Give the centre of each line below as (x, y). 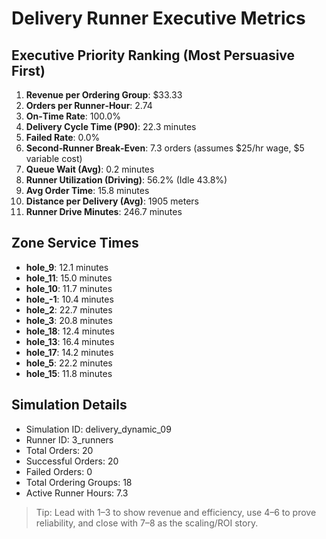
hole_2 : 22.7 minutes (69, 309)
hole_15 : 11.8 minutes (69, 373)
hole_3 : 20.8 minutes (69, 320)
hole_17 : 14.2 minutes (69, 352)
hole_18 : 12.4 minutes (70, 331)
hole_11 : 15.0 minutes (69, 278)
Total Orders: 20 (59, 450)
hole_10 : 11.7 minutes (69, 288)
